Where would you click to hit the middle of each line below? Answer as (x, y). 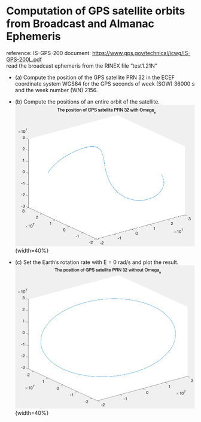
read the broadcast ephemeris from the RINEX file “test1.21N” (82, 66)
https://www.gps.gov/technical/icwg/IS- (141, 53)
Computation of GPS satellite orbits (96, 11)
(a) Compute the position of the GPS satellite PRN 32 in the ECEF (95, 77)
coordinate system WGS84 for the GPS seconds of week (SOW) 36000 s (105, 84)
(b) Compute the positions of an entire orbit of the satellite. (87, 101)
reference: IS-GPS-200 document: (48, 53)
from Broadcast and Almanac (80, 24)
